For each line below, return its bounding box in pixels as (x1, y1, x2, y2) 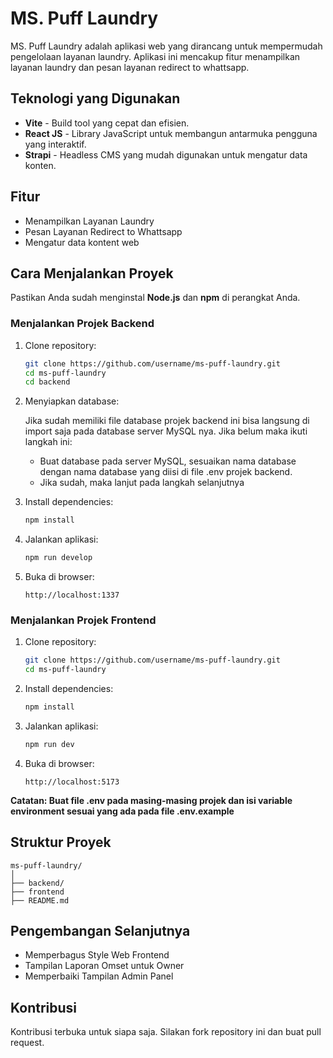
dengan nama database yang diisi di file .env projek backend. (39, 466, 293, 478)
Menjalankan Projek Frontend (10, 613, 157, 627)
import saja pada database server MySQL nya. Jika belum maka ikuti (24, 425, 308, 437)
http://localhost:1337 (24, 590, 120, 601)
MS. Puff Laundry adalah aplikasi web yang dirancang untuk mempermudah (10, 40, 323, 52)
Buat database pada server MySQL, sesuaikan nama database (39, 455, 297, 467)
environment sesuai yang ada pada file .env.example (10, 805, 235, 817)
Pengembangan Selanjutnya (10, 923, 191, 940)
